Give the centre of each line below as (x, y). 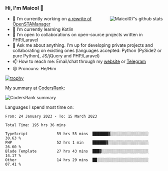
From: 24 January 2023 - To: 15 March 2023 (51, 117)
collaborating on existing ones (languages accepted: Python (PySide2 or (87, 51)
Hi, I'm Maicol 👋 (24, 8)
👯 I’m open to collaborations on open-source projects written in (77, 35)
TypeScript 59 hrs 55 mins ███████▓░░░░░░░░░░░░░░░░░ (77, 134)
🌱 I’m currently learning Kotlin (43, 29)
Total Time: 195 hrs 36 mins (35, 125)
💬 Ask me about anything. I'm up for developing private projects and (83, 45)
